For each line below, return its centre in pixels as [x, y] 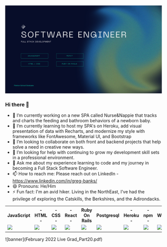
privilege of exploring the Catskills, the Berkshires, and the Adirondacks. [86, 199]
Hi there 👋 [17, 104]
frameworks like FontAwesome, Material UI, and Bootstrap [72, 137]
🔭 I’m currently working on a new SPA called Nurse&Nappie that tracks [84, 115]
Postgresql [108, 215]
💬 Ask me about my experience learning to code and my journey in [81, 163]
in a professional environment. [43, 158]
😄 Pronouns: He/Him [34, 186]
